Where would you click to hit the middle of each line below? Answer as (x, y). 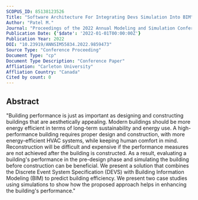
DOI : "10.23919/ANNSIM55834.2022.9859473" (59, 45)
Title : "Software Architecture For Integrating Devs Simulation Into (93, 17)
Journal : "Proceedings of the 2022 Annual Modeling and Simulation (91, 28)
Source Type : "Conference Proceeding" (54, 50)
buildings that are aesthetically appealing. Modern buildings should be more (98, 122)
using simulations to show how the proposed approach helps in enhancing (96, 184)
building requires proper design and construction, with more (112, 134)
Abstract (23, 101)
